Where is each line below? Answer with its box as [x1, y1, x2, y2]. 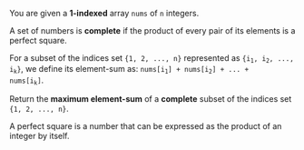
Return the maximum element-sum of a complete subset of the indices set [9, 94, 292, 105]
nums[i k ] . [9, 75, 44, 87]
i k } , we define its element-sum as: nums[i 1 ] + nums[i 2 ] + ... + [9, 64, 250, 75]
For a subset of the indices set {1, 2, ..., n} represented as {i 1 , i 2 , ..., [9, 53, 295, 65]
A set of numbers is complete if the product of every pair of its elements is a [9, 25, 296, 35]
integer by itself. [9, 131, 70, 142]
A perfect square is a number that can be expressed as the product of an [9, 121, 282, 132]
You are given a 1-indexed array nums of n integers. [9, 8, 200, 18]
